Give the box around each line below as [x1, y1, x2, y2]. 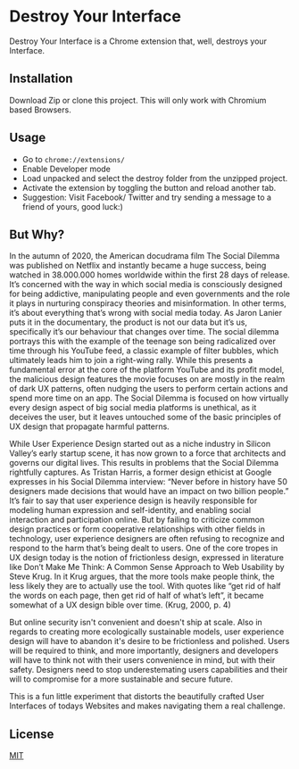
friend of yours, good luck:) [21, 201, 123, 211]
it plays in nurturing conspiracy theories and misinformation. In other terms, [9, 298, 287, 309]
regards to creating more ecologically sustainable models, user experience [9, 626, 285, 637]
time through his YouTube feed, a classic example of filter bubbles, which [9, 345, 279, 356]
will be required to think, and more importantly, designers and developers [9, 645, 279, 657]
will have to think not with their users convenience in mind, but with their [9, 655, 276, 666]
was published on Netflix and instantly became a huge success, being [9, 260, 267, 271]
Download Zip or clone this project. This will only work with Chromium [9, 95, 267, 105]
